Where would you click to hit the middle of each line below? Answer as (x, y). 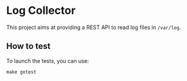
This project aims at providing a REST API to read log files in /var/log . (93, 27)
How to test (28, 46)
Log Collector (41, 11)
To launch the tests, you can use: (48, 60)
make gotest (21, 72)
